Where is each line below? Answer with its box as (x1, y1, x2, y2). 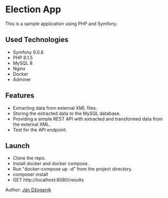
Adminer (12, 76, 31, 83)
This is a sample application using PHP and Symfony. (5, 21, 118, 27)
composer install (12, 171, 48, 177)
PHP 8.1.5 (12, 54, 33, 61)
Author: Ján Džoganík (5, 187, 51, 193)
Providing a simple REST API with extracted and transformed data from (12, 115, 163, 122)
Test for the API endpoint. (12, 127, 67, 133)
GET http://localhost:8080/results (12, 177, 84, 183)
